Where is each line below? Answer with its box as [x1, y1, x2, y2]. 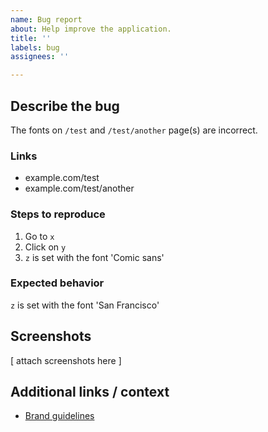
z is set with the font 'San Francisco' [10, 299, 160, 311]
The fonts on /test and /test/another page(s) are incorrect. [10, 124, 258, 136]
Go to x [24, 230, 55, 242]
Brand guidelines [24, 410, 95, 422]
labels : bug [10, 42, 60, 53]
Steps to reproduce [10, 207, 106, 221]
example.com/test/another [24, 182, 135, 195]
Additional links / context [10, 384, 170, 401]
